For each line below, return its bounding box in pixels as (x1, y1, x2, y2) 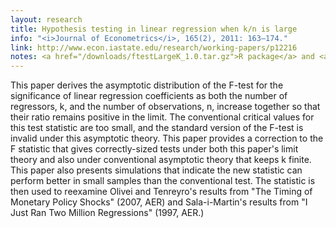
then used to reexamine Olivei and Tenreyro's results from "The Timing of (10, 186, 313, 198)
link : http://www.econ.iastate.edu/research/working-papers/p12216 (10, 42, 298, 53)
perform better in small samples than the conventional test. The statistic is (10, 175, 316, 187)
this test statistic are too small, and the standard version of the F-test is (10, 122, 304, 134)
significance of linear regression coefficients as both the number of (10, 90, 288, 102)
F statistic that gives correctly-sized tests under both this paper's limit (10, 143, 299, 155)
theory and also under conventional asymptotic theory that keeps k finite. (10, 154, 312, 166)
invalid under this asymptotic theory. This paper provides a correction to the (10, 132, 324, 145)
